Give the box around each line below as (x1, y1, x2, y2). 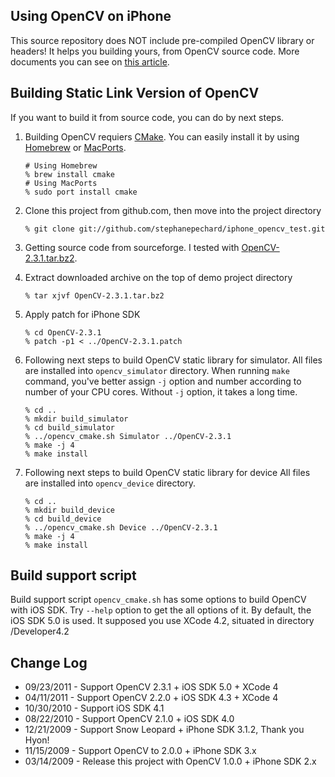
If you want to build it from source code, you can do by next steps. (10, 111, 285, 123)
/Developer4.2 (10, 625, 70, 638)
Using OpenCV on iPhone (10, 8, 172, 25)
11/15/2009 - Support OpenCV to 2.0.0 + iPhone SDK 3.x (24, 745, 257, 757)
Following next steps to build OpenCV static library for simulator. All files (24, 354, 323, 366)
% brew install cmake (24, 169, 115, 179)
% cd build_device (24, 514, 102, 524)
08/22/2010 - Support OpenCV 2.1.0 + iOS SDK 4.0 (24, 713, 235, 725)
